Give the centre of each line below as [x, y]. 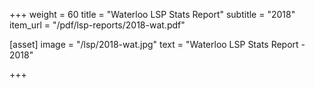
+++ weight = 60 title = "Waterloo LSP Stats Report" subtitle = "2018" [152, 14]
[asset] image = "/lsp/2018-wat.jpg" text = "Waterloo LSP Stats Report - [157, 44]
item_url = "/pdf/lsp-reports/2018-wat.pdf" [97, 25]
